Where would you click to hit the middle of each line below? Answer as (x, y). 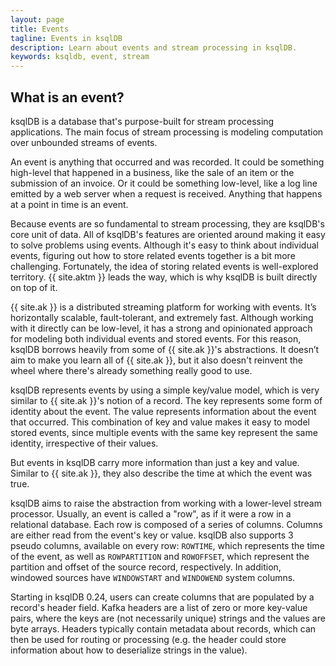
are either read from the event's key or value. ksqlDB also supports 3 (152, 535)
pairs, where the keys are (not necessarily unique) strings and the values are (168, 618)
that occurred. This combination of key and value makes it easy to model (160, 422)
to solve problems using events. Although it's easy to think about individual (164, 245)
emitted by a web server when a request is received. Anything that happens (166, 193)
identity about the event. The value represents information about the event (163, 411)
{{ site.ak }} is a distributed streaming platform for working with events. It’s (163, 307)
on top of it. (34, 287)
